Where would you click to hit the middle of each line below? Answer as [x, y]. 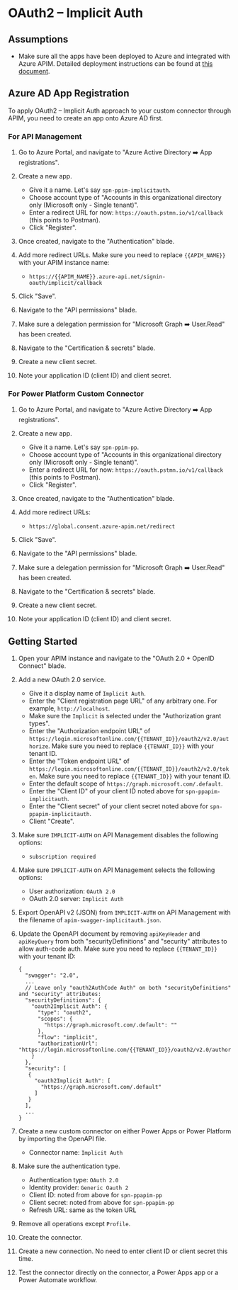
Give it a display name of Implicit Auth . [87, 694]
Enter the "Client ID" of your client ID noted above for [106, 791]
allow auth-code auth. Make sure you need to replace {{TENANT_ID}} [118, 949]
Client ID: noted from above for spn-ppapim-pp [95, 1195]
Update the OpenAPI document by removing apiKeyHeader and [109, 934]
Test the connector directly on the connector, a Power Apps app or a [118, 1272]
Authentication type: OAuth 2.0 [74, 1180]
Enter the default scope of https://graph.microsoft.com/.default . [126, 783]
